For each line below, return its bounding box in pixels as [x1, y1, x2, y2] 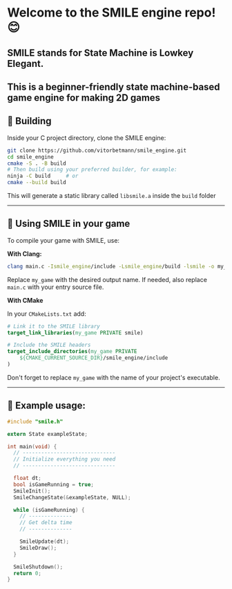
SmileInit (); [13, 488, 51, 495]
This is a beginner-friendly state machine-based [7, 81, 220, 92]
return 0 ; [13, 570, 41, 577]
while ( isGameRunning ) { [13, 506, 85, 513]
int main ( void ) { [7, 443, 57, 450]
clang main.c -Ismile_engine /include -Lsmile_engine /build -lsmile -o [7, 263, 215, 270]
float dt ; [13, 475, 41, 482]
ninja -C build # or [7, 172, 79, 180]
